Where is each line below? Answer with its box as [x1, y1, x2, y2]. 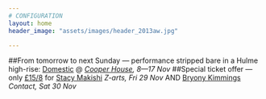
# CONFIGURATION [8, 11, 63, 20]
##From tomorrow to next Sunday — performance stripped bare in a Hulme [8, 56, 259, 65]
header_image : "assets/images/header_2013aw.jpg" [8, 27, 179, 35]
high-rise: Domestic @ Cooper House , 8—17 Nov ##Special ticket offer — [8, 64, 253, 74]
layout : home [8, 19, 52, 27]
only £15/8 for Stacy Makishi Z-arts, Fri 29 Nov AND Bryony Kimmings [8, 73, 241, 83]
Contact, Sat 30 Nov [8, 81, 77, 91]
